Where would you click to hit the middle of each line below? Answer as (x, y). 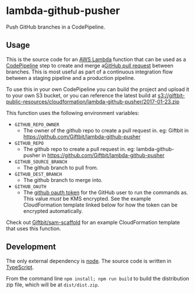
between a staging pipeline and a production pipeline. (71, 78)
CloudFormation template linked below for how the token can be (100, 205)
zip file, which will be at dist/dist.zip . (53, 285)
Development (31, 247)
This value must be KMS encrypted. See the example (87, 198)
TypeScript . (20, 267)
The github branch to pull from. (61, 167)
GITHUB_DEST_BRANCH (38, 174)
